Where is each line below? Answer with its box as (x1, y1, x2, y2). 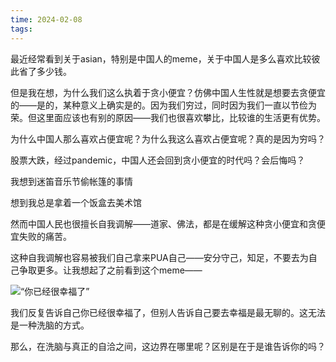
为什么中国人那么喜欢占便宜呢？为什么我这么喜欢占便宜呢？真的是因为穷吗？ (10, 132, 326, 145)
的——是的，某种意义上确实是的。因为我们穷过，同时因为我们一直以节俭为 (10, 99, 317, 111)
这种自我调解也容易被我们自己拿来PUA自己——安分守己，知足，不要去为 (10, 251, 309, 263)
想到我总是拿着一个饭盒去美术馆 (10, 196, 142, 208)
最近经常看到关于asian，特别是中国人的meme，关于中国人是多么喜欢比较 (10, 52, 312, 65)
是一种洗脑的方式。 (10, 319, 90, 331)
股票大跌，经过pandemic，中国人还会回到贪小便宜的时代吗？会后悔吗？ (10, 154, 306, 166)
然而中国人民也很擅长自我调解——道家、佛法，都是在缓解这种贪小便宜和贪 (10, 217, 317, 230)
